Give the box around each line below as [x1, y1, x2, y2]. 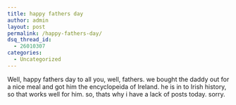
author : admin [7, 17, 49, 24]
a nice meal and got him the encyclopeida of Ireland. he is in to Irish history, [7, 82, 227, 91]
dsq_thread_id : [7, 36, 52, 43]
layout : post [7, 23, 46, 30]
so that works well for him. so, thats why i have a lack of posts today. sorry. [7, 90, 225, 98]
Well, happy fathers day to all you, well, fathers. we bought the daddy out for [7, 75, 230, 83]
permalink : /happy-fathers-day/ [7, 29, 102, 37]
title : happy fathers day [7, 10, 83, 17]
